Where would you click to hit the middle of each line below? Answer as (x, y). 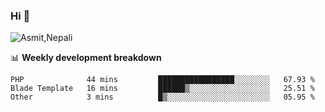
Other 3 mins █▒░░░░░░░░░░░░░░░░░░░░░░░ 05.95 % (162, 97)
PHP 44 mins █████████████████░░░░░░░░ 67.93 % (162, 80)
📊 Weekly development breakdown (86, 58)
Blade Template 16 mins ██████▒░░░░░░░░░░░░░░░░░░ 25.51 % (162, 89)
